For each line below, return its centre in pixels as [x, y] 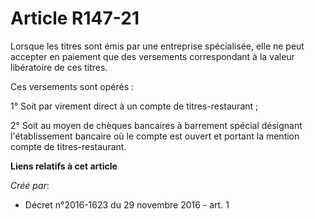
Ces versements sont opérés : [72, 86]
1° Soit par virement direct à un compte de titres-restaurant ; [134, 106]
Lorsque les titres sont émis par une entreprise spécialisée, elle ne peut [157, 46]
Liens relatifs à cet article [64, 166]
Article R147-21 [75, 18]
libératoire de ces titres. [59, 67]
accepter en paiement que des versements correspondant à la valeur [152, 56]
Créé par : [30, 185]
